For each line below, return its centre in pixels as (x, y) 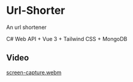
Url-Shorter (36, 11)
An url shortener (26, 27)
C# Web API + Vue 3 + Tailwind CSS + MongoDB (67, 39)
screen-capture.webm (34, 72)
